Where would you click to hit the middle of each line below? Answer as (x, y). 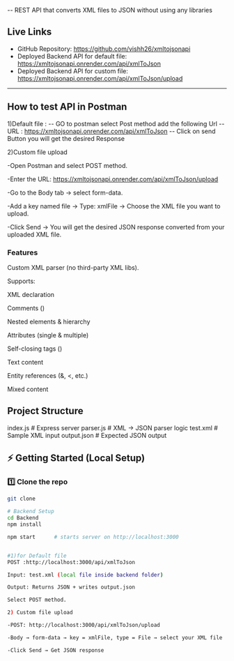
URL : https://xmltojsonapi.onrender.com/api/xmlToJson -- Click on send (111, 131)
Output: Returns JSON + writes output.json (71, 587)
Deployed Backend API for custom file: (73, 71)
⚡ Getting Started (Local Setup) (76, 458)
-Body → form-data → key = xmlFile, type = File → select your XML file (115, 637)
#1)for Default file (37, 556)
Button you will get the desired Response (66, 138)
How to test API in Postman (67, 107)
